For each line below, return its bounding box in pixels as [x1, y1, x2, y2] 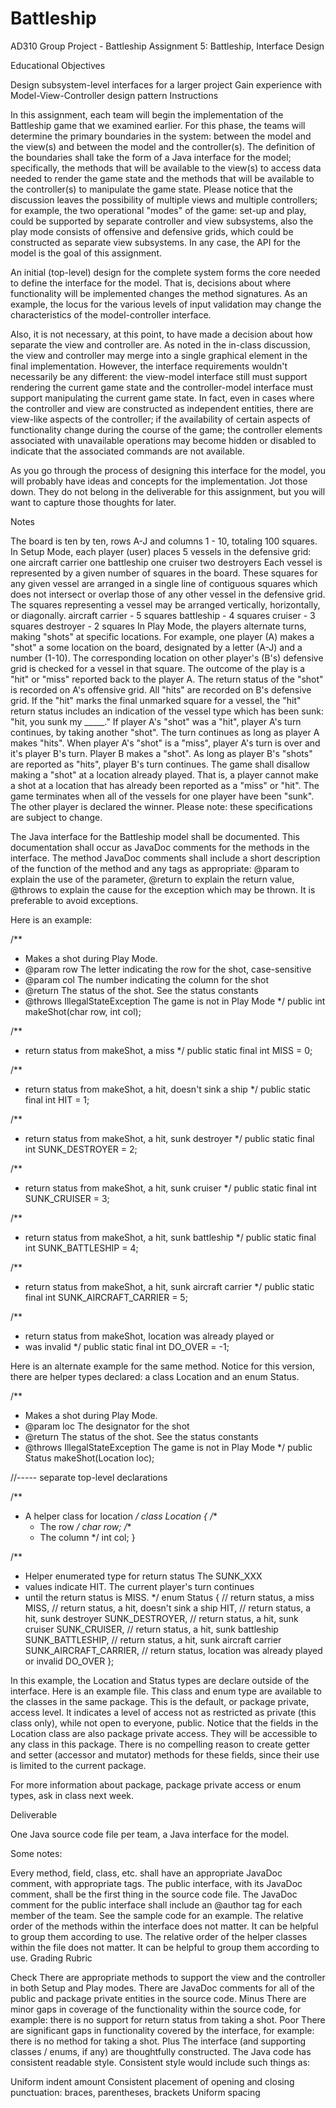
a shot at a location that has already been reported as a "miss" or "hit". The [10, 779, 320, 791]
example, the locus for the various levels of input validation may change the [10, 298, 322, 310]
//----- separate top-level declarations [10, 1471, 168, 1483]
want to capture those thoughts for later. [10, 496, 177, 508]
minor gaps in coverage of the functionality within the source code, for [10, 2003, 302, 2015]
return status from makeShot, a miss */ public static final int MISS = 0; [24, 1044, 313, 1056]
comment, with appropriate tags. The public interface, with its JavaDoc [10, 1877, 303, 1889]
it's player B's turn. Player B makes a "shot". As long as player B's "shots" [10, 747, 313, 759]
